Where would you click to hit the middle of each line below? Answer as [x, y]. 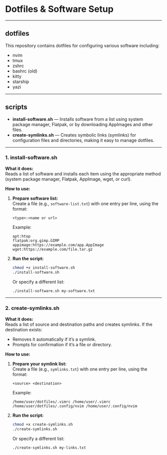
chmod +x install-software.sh [44, 267]
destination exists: [24, 329]
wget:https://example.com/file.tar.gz [52, 249]
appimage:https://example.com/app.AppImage [58, 245]
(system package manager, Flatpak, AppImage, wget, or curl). [68, 179]
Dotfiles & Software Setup [59, 9]
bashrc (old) [25, 71]
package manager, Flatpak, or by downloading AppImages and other [83, 124]
